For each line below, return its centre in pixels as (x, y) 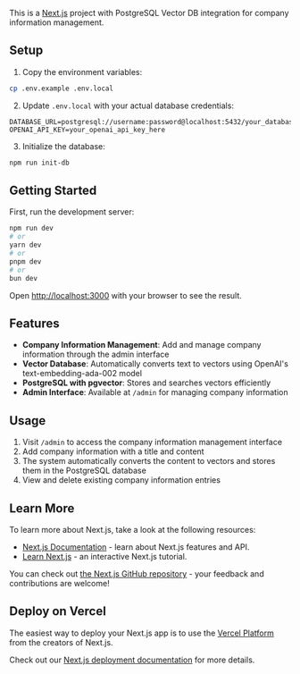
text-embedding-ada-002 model (82, 374)
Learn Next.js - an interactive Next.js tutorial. (104, 556)
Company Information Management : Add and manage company (142, 345)
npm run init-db (39, 163)
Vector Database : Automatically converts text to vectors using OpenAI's (155, 364)
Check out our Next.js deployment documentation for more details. (132, 660)
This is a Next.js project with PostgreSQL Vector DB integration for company (149, 13)
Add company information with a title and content (113, 451)
